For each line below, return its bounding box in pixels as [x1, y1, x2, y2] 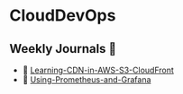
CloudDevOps [9, 5, 116, 26]
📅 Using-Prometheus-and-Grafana [22, 74, 151, 85]
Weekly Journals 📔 [9, 41, 117, 56]
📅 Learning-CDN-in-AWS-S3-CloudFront [22, 64, 174, 75]
